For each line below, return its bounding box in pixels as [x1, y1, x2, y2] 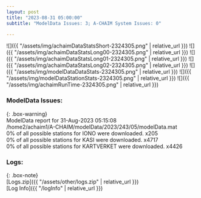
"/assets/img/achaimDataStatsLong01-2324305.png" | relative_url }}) [14, 55, 187, 63]
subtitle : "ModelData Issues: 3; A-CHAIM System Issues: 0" [6, 20, 162, 26]
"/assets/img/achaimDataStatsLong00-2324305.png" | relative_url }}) [14, 49, 188, 56]
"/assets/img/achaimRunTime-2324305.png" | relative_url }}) [6, 81, 159, 88]
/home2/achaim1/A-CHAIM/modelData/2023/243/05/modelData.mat [6, 123, 177, 130]
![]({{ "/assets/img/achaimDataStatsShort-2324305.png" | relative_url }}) [6, 42, 188, 49]
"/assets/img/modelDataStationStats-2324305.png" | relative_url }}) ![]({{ [6, 74, 189, 82]
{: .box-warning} [6, 110, 47, 118]
